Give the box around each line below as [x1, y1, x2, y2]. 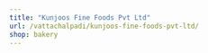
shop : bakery [9, 30, 59, 39]
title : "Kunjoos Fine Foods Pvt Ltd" [9, 13, 151, 22]
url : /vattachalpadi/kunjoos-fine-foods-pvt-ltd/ [9, 22, 200, 31]
